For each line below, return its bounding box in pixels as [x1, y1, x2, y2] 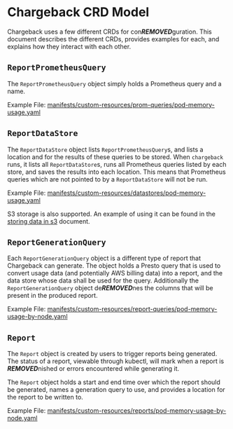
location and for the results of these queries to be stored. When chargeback [7, 152, 224, 161]
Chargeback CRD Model [7, 4, 150, 20]
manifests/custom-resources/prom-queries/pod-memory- [47, 100, 215, 109]
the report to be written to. [7, 393, 84, 402]
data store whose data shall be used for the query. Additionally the [7, 276, 199, 285]
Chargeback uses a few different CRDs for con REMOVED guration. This [7, 27, 212, 36]
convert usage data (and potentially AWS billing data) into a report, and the [7, 269, 223, 278]
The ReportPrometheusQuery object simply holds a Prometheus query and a [7, 79, 222, 88]
